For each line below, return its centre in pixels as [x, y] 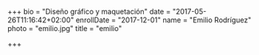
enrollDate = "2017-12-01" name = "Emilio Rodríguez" [163, 20]
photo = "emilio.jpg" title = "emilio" [65, 28]
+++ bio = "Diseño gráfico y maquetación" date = [89, 12]
